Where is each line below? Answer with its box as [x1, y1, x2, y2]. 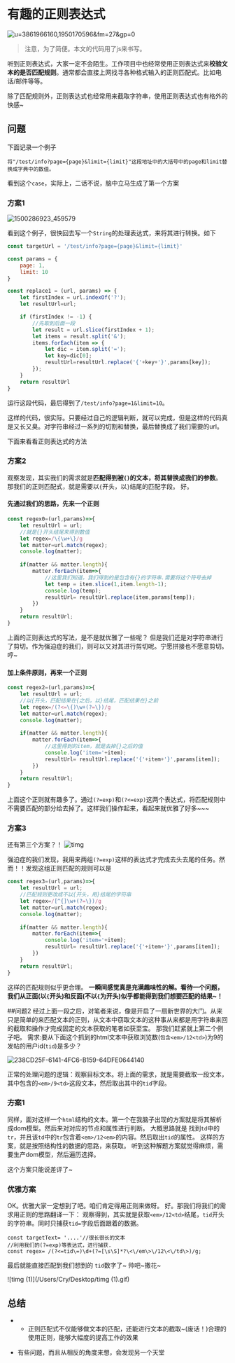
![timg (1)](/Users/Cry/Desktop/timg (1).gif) [7, 1275, 130, 1284]
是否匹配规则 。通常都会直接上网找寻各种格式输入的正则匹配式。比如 [19, 68, 215, 76]
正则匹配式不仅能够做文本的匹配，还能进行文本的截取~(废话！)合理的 [27, 1324, 227, 1333]
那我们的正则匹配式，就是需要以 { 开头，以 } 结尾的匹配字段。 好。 [7, 482, 194, 490]
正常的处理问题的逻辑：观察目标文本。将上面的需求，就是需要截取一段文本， [7, 1070, 228, 1079]
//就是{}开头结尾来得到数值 [20, 528, 90, 536]
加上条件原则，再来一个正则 [7, 668, 87, 677]
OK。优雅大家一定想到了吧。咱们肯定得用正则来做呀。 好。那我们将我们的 [7, 1202, 220, 1210]
